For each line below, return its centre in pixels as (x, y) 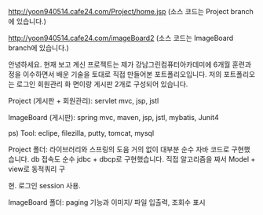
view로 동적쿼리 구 (37, 169)
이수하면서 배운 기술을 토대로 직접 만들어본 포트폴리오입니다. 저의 (122, 74)
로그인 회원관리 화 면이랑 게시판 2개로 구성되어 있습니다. (102, 84)
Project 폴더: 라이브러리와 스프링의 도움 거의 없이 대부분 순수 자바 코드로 (119, 149)
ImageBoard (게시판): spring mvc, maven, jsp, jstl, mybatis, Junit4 (113, 117)
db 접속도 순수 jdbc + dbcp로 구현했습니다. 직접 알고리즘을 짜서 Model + (143, 159)
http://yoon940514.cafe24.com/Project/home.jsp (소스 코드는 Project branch (131, 11)
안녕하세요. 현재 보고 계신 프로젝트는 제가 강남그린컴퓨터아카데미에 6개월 (119, 64)
